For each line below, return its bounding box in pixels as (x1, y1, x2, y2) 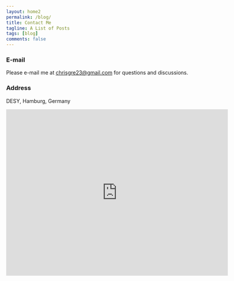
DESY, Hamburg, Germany (6, 97, 71, 104)
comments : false (6, 36, 46, 42)
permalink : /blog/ (6, 14, 51, 20)
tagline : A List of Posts (6, 25, 70, 31)
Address (6, 84, 31, 92)
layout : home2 (6, 8, 41, 15)
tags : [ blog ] (6, 31, 38, 37)
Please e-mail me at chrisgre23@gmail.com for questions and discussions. (6, 69, 188, 76)
